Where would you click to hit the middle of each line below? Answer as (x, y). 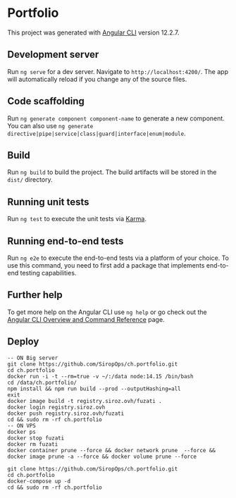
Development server (53, 55)
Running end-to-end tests (66, 241)
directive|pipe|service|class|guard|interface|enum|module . (97, 133)
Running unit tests (48, 202)
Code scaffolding (46, 101)
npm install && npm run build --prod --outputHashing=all (94, 389)
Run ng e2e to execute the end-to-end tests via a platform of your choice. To (118, 258)
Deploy (23, 342)
